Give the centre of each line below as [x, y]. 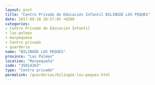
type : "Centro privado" [30, 70]
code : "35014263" [23, 65]
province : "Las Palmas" [30, 56]
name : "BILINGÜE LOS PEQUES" [35, 51]
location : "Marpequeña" [30, 61]
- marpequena [19, 38]
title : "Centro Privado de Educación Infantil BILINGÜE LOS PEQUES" [78, 14]
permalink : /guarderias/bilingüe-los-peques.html [58, 75]
